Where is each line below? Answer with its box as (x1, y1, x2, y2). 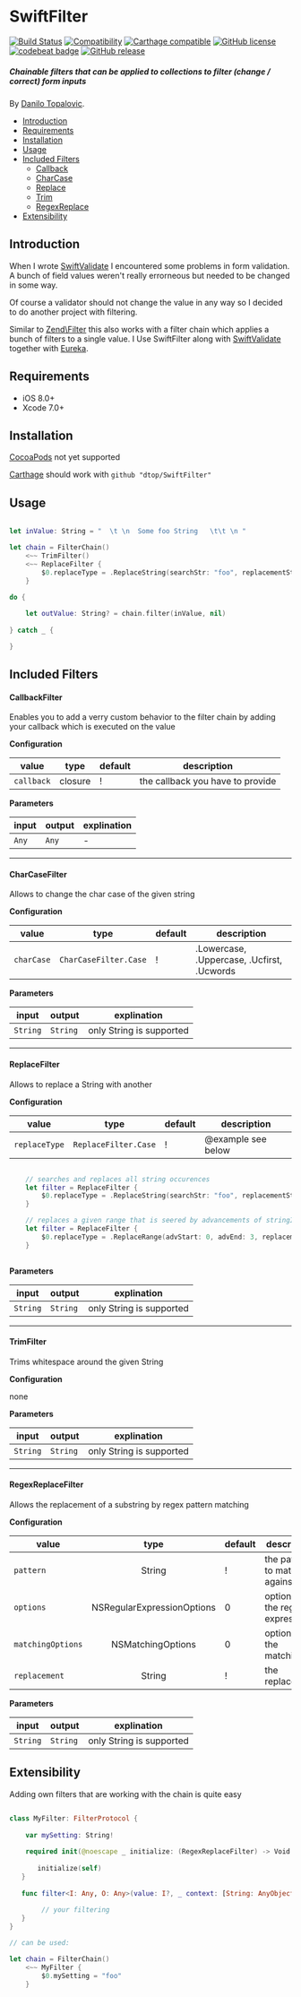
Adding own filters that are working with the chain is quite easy (9, 1788, 242, 1799)
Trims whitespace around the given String (9, 1356, 164, 1367)
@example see (204, 1132, 267, 1145)
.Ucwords (195, 965, 236, 978)
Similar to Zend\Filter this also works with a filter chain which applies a (9, 324, 270, 334)
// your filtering (41, 1906, 110, 1915)
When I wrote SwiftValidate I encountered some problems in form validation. (9, 260, 290, 271)
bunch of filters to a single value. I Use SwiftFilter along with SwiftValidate (9, 333, 281, 344)
